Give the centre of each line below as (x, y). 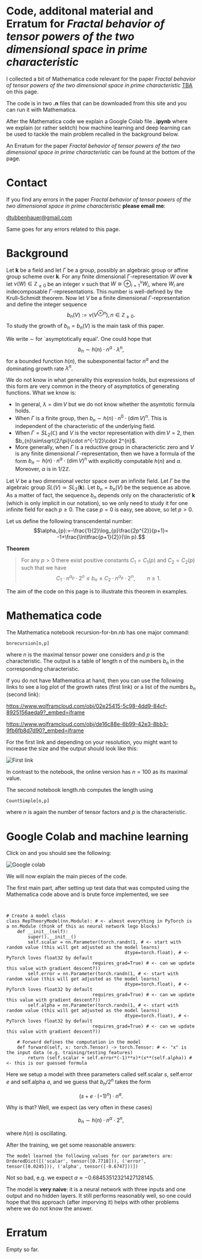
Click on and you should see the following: (59, 853)
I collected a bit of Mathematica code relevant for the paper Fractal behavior (101, 79)
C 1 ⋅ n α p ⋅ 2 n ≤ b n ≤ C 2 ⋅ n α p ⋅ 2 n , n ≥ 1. (109, 578)
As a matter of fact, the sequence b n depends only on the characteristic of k (101, 496)
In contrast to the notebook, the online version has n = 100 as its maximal (97, 772)
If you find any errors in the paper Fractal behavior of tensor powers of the (99, 199)
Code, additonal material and (80, 11)
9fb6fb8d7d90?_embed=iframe (45, 731)
